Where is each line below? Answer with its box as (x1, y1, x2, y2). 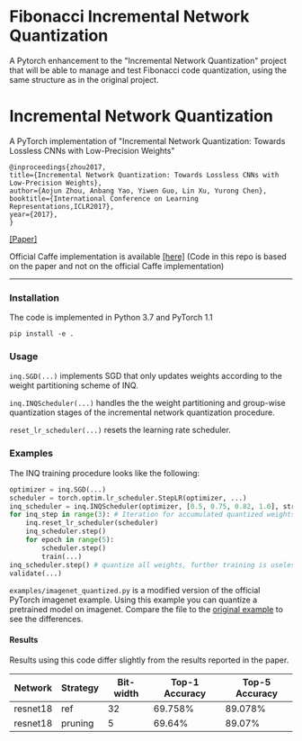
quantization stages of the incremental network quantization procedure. (9, 407, 276, 418)
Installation (9, 291, 60, 303)
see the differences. (9, 614, 84, 625)
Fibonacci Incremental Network (9, 6, 250, 27)
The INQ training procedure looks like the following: (9, 467, 200, 478)
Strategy (61, 682, 100, 694)
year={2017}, (9, 210, 58, 219)
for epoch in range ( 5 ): (25, 536, 115, 545)
